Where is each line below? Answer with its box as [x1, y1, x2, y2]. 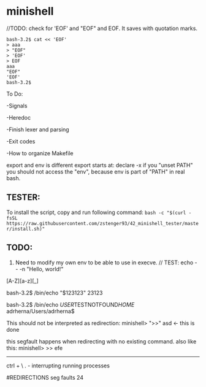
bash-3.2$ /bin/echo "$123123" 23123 [6, 289, 103, 296]
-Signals [6, 102, 28, 109]
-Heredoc [6, 113, 31, 121]
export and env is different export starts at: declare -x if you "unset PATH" [6, 161, 193, 169]
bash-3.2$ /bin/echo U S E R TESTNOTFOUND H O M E [6, 301, 135, 308]
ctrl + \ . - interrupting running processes [6, 362, 110, 369]
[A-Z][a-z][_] [6, 277, 39, 285]
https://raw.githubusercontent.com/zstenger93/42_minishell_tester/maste [6, 220, 199, 226]
